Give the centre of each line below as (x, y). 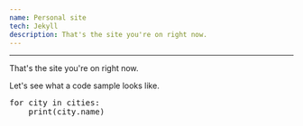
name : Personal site (48, 18)
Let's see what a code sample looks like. (84, 85)
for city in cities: (55, 103)
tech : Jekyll (34, 26)
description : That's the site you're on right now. (108, 34)
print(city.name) (67, 112)
